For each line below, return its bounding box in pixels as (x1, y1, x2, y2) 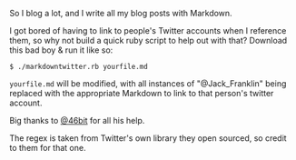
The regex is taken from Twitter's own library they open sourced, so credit (9, 133, 288, 144)
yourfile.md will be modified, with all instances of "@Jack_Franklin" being (9, 78, 287, 89)
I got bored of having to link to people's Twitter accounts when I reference (9, 25, 287, 35)
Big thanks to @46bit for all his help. (9, 115, 145, 125)
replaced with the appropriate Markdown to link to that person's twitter (9, 88, 274, 98)
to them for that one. (9, 143, 86, 153)
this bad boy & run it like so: (9, 45, 113, 55)
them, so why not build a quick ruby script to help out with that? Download (9, 35, 288, 45)
